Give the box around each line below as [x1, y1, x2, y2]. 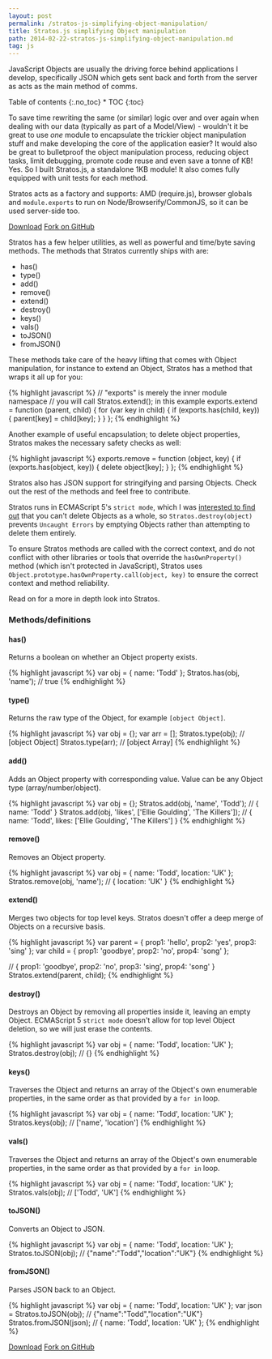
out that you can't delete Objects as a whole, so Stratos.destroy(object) [8, 511, 253, 521]
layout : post [8, 11, 53, 20]
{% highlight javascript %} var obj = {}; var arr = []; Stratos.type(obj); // [8, 729, 245, 738]
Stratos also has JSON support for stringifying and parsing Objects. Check [8, 478, 257, 488]
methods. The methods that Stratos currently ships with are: [8, 246, 209, 256]
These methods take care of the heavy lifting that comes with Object [8, 355, 237, 365]
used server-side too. [8, 206, 81, 216]
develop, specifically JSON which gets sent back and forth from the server [8, 73, 257, 83]
